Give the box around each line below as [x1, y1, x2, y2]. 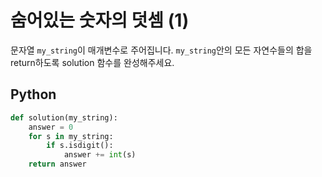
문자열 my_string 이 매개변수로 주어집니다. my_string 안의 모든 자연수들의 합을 [10, 44, 313, 56]
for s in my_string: [28, 131, 114, 141]
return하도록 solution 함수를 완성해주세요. [10, 56, 175, 68]
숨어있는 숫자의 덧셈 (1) [10, 9, 190, 32]
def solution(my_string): [10, 112, 118, 123]
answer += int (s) [63, 150, 137, 160]
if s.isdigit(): [46, 141, 114, 151]
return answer [28, 159, 87, 170]
